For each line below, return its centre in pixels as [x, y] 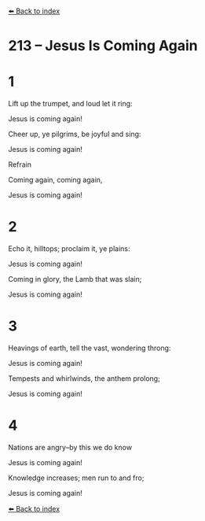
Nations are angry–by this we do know [70, 447]
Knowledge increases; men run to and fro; [76, 478]
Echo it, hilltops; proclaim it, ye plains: [69, 249]
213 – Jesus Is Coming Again [103, 46]
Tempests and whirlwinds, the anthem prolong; [84, 379]
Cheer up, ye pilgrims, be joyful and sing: [75, 134]
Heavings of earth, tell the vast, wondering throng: [90, 348]
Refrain [20, 164]
